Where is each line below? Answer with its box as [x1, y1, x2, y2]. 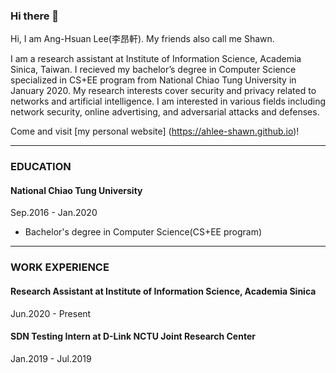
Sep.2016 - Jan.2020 [10, 207, 98, 219]
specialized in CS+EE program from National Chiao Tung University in [10, 74, 297, 86]
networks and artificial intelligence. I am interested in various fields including [10, 95, 326, 108]
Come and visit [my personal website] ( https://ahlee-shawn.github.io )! [10, 125, 300, 138]
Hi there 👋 [10, 9, 60, 23]
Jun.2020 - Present [10, 307, 92, 319]
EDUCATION [10, 160, 72, 174]
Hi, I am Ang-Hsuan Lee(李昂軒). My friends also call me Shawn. [10, 33, 275, 45]
